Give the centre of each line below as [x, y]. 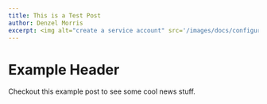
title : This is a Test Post [55, 15]
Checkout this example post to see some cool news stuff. [102, 91]
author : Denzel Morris [46, 23]
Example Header [64, 69]
